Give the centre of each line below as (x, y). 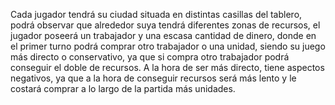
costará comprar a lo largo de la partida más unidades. (123, 88)
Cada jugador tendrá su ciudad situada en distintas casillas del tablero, (156, 14)
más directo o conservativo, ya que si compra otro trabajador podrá (150, 57)
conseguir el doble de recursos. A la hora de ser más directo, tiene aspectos (167, 67)
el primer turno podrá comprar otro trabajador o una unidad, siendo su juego (168, 46)
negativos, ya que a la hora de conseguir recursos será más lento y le (153, 78)
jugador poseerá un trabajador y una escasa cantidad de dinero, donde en (163, 35)
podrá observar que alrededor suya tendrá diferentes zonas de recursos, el (165, 25)
